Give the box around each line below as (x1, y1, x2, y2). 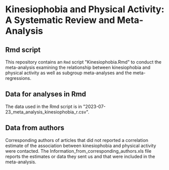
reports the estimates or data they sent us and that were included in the (5, 153, 155, 159)
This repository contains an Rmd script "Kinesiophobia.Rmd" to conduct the (5, 59, 162, 65)
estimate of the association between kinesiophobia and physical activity (5, 143, 156, 149)
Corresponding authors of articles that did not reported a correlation (5, 137, 149, 143)
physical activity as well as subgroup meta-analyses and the (5, 70, 132, 76)
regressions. (5, 75, 32, 81)
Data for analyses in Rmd (5, 90, 87, 99)
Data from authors (5, 124, 65, 132)
